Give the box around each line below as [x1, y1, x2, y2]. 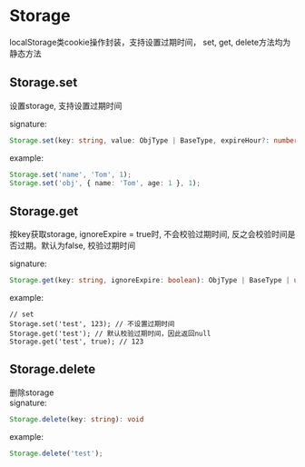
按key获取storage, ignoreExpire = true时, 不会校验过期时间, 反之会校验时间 [9, 229, 288, 240]
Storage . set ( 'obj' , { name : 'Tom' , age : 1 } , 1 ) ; [9, 178, 202, 187]
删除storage [9, 387, 54, 398]
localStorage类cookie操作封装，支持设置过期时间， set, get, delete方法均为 [9, 36, 291, 47]
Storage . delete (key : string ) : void [9, 414, 144, 423]
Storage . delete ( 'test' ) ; [9, 449, 103, 458]
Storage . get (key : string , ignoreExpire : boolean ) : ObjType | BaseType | [9, 276, 290, 285]
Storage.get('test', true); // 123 [9, 337, 144, 346]
